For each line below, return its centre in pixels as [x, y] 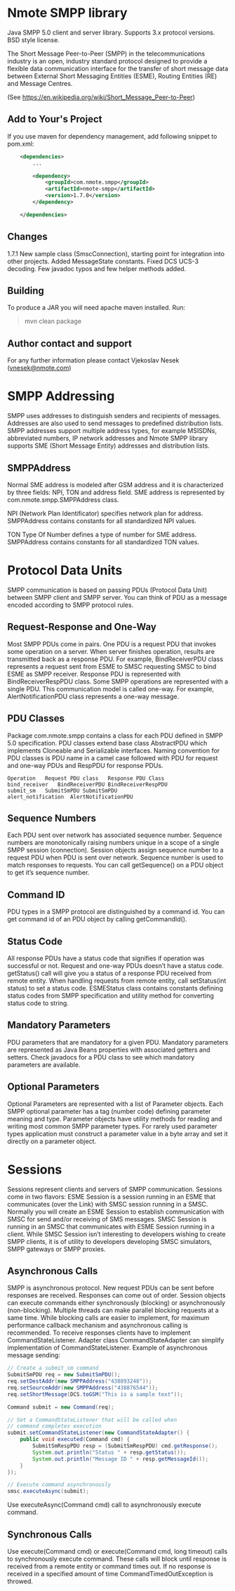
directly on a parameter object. [52, 1141]
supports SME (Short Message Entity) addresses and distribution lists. [109, 446]
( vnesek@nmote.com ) [39, 368]
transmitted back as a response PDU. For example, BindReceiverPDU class [115, 659]
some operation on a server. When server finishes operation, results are [111, 651]
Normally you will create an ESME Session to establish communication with [116, 1212]
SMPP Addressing [61, 396]
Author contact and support [69, 343]
